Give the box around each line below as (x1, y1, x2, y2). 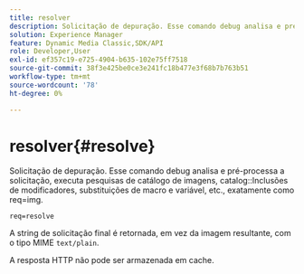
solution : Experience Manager (9, 30, 124, 39)
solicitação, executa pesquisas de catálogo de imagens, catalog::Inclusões (9, 175, 289, 186)
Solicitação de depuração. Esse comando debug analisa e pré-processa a (9, 165, 285, 176)
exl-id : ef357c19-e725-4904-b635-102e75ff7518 (9, 55, 188, 64)
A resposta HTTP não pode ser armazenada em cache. (9, 255, 214, 266)
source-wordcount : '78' (9, 80, 100, 90)
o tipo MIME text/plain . (9, 237, 100, 249)
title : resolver (9, 13, 71, 23)
